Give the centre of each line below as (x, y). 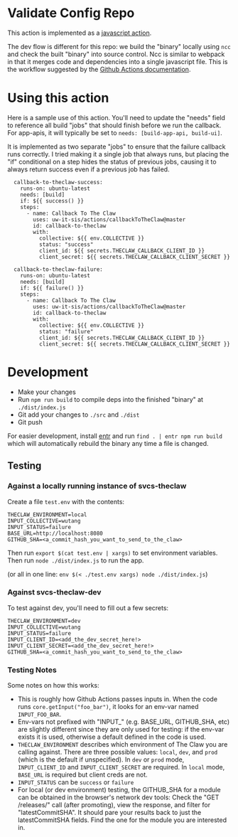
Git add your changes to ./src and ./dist (79, 415)
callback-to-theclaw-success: (58, 182)
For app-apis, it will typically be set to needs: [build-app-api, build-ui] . (115, 132)
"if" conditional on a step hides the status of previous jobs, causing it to (112, 161)
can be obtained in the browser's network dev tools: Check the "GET (118, 797)
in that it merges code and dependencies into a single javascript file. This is (118, 61)
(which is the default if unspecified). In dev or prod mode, (101, 759)
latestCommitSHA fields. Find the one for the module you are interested (122, 820)
